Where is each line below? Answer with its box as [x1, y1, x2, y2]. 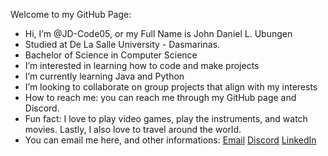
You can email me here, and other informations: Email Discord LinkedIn [24, 134, 317, 146]
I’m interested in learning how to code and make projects [24, 60, 260, 71]
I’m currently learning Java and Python [24, 70, 185, 82]
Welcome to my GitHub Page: [10, 9, 132, 20]
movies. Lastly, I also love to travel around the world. [24, 124, 242, 135]
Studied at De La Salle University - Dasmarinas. [24, 39, 221, 50]
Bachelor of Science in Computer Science [24, 49, 198, 61]
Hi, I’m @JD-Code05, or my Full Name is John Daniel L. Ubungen [24, 28, 293, 39]
